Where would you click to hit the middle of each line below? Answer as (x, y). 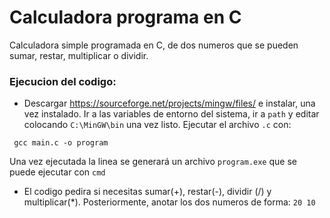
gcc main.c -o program (61, 143)
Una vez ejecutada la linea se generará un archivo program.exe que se (153, 162)
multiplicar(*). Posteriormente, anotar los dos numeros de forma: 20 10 (169, 202)
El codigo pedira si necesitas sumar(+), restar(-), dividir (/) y (147, 192)
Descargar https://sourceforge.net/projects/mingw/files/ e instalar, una (169, 103)
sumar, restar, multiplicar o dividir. (79, 55)
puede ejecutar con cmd (57, 172)
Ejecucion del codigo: (63, 81)
